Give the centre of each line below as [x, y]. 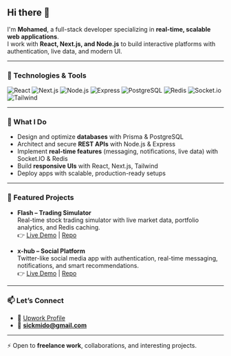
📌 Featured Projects [41, 198]
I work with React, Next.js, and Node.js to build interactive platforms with [111, 44]
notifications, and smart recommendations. [78, 265]
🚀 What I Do [27, 122]
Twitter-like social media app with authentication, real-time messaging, [117, 258]
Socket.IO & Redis [42, 159]
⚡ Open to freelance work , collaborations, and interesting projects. [102, 345]
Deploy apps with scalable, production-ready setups [91, 173]
